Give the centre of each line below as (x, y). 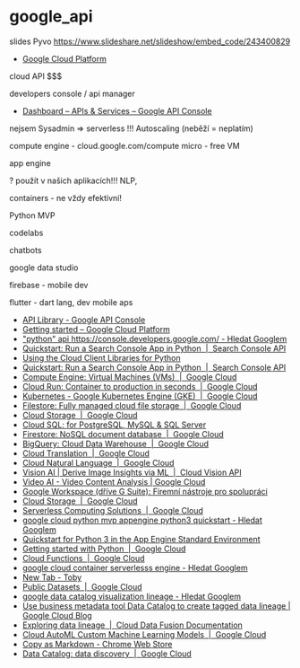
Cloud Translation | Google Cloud (86, 453)
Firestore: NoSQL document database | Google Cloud (123, 434)
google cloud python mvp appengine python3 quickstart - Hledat (142, 520)
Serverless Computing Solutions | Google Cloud (113, 510)
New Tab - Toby (52, 577)
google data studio (44, 268)
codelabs (26, 233)
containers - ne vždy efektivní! (66, 198)
